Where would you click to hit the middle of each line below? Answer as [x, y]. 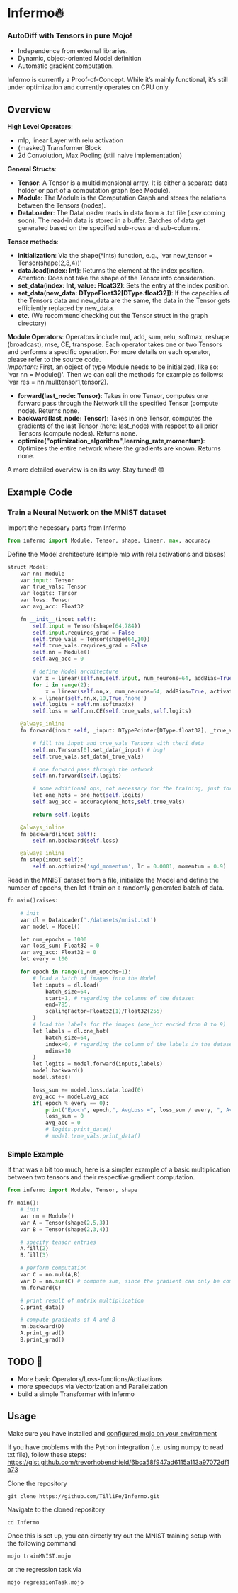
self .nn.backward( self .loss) [76, 841]
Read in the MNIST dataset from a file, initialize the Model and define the [113, 880]
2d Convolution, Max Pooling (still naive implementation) [100, 155]
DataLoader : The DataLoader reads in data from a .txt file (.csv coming [121, 213]
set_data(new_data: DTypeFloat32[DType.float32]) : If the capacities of [124, 293]
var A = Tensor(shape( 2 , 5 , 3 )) [65, 1223]
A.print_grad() [42, 1333]
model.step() [52, 1077]
